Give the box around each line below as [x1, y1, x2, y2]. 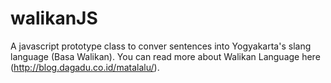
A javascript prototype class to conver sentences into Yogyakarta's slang [10, 40, 312, 52]
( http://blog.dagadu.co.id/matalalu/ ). [10, 61, 160, 73]
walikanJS [10, 7, 98, 30]
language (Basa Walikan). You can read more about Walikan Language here [10, 50, 321, 62]
